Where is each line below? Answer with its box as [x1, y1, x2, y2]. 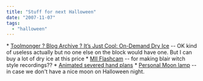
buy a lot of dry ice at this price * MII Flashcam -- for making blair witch [6, 55, 185, 62]
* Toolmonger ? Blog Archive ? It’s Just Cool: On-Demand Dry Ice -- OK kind [6, 42, 198, 50]
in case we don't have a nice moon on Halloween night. [6, 68, 145, 76]
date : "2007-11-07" [6, 15, 56, 21]
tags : [6, 20, 20, 26]
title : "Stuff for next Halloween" [6, 8, 97, 15]
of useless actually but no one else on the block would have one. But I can [6, 49, 193, 56]
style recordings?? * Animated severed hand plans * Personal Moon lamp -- [6, 62, 197, 69]
